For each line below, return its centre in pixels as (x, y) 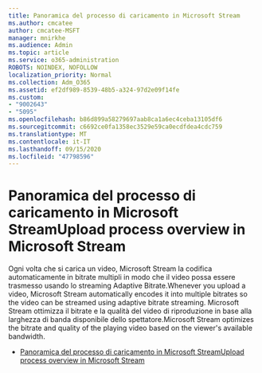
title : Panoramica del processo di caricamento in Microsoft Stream (124, 16)
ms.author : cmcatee (41, 23)
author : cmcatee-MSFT (44, 30)
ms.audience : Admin (41, 45)
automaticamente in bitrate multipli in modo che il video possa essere (122, 277)
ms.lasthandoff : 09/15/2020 (55, 149)
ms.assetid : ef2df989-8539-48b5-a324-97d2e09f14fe (94, 90)
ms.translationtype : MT (48, 134)
